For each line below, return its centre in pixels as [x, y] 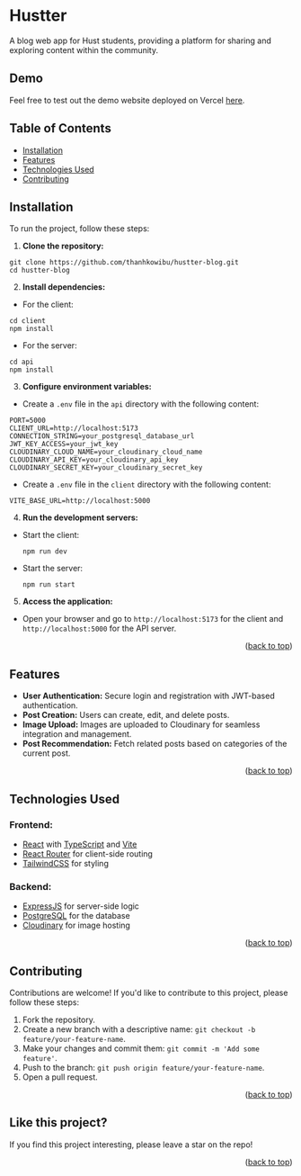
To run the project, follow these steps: [80, 229]
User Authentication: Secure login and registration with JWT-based [149, 696]
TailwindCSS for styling [66, 863]
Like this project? [58, 1122]
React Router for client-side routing [87, 853]
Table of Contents [61, 128]
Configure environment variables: [87, 387]
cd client [28, 321]
